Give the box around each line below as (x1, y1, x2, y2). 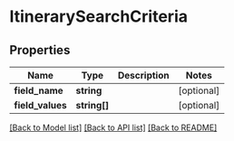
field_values (14, 99, 67, 111)
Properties (9, 42, 71, 58)
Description (117, 70, 170, 81)
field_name (14, 84, 63, 97)
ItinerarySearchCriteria (9, 6, 189, 27)
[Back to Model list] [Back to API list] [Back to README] (9, 122, 218, 133)
